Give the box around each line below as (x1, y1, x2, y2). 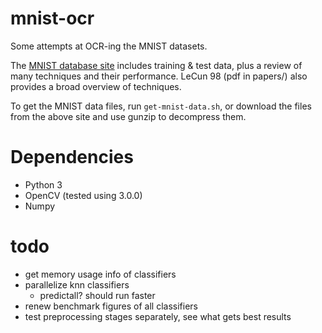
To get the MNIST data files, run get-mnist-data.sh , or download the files (10, 100, 312, 112)
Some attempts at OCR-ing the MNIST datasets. (10, 40, 208, 52)
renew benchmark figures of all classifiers (24, 300, 198, 312)
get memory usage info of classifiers (24, 268, 177, 280)
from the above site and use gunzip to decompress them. (10, 110, 247, 122)
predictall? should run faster (39, 289, 156, 301)
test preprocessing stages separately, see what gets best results (24, 310, 292, 322)
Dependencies (10, 146, 134, 169)
